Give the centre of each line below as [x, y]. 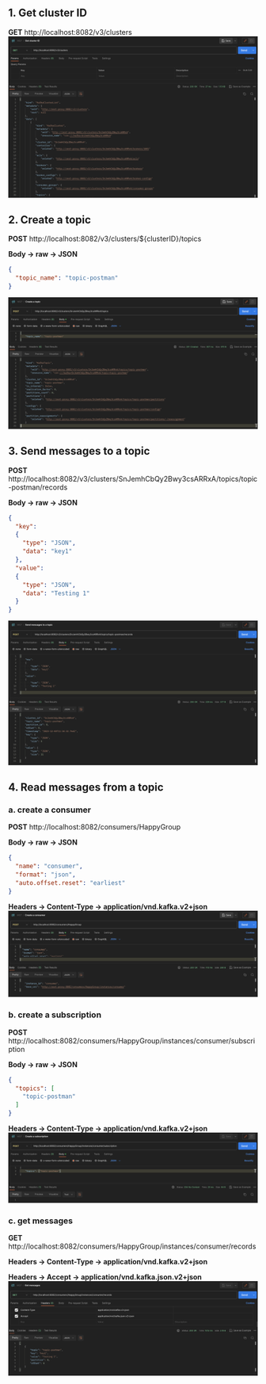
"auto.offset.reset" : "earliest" [70, 883]
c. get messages [41, 1221]
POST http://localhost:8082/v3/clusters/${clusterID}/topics [105, 239]
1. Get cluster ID [47, 13]
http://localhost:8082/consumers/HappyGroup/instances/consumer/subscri [132, 1040]
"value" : [30, 568]
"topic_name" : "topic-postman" [67, 278]
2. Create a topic [49, 220]
